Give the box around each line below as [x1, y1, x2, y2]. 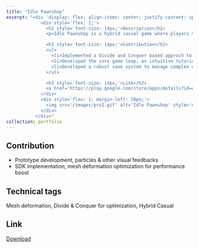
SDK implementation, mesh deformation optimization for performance [14, 163, 185, 170]
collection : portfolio [6, 118, 62, 125]
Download [6, 235, 31, 242]
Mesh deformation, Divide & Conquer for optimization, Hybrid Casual [6, 202, 174, 209]
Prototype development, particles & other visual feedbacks [14, 156, 159, 164]
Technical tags [6, 186, 62, 196]
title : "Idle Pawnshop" [6, 8, 65, 15]
